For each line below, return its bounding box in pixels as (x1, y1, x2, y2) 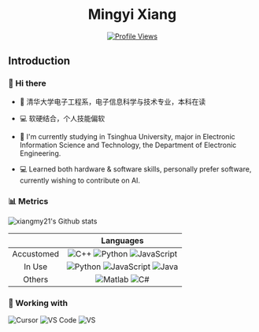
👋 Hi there (8, 78, 47, 89)
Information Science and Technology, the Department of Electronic (19, 140, 237, 149)
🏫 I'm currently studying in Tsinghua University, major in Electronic (19, 131, 236, 141)
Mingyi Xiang (87, 6, 177, 24)
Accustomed (12, 248, 60, 259)
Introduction (8, 54, 71, 68)
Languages (101, 234, 144, 245)
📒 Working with (8, 297, 68, 308)
